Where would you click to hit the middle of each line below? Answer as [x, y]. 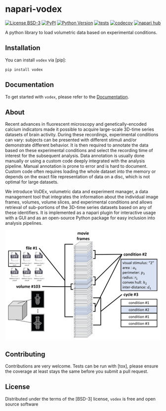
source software [22, 404]
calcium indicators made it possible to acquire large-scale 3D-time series [80, 129]
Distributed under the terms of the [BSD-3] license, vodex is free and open [80, 399]
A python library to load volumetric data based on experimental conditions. [81, 32]
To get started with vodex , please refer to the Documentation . [67, 97]
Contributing [25, 354]
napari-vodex [34, 9]
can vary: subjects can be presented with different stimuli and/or [71, 140]
